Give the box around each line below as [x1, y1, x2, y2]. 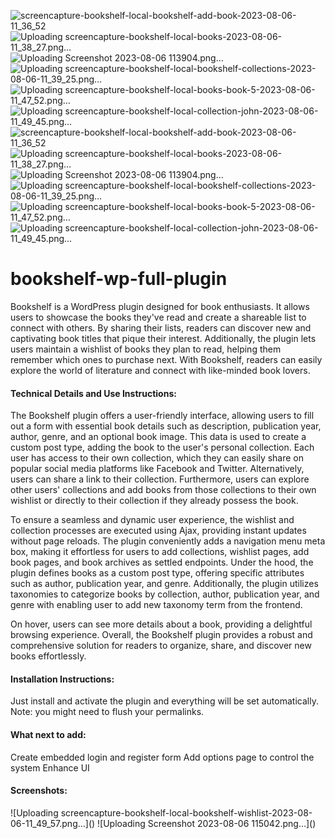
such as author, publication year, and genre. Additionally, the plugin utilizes [10, 578, 319, 590]
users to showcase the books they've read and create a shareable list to [10, 311, 307, 323]
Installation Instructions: [10, 673, 115, 685]
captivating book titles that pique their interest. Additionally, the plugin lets [10, 332, 317, 344]
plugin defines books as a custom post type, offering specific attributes [10, 567, 305, 579]
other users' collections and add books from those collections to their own [10, 484, 317, 496]
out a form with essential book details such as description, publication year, [10, 420, 322, 432]
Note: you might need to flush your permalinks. [10, 706, 205, 718]
